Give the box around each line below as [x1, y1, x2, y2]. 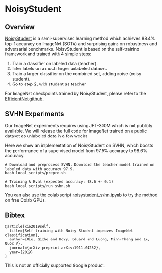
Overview [5, 23, 35, 31]
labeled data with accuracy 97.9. [5, 166, 75, 171]
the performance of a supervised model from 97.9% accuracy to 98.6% [5, 147, 147, 154]
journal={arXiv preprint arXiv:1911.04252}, [9, 245, 101, 250]
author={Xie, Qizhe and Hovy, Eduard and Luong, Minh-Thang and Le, [9, 237, 150, 241]
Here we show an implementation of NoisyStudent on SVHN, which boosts [5, 142, 154, 148]
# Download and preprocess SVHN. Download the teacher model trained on [5, 162, 155, 167]
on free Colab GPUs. [5, 197, 46, 203]
